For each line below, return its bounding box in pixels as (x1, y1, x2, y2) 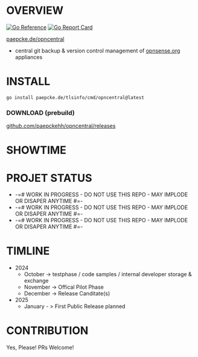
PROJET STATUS (6, 171, 92, 185)
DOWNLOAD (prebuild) (6, 108, 75, 117)
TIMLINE (6, 244, 50, 258)
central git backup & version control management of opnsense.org (14, 47, 180, 54)
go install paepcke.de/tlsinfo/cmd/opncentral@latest (6, 94, 145, 100)
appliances (14, 53, 43, 60)
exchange (24, 277, 49, 285)
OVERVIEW (6, 4, 64, 18)
